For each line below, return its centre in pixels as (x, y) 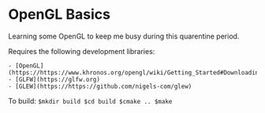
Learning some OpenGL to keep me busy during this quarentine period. (124, 36)
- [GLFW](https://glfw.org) (54, 79)
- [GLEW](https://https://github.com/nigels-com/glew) (100, 86)
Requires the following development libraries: (82, 51)
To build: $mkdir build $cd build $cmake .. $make (90, 100)
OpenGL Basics (60, 15)
